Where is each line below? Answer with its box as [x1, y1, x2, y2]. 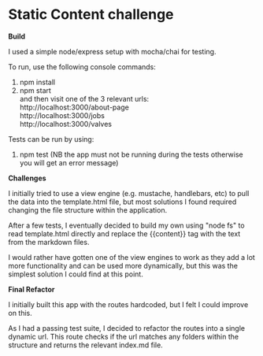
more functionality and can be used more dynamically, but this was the [8, 261, 239, 270]
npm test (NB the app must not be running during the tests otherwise [19, 150, 243, 159]
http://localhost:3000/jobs [19, 110, 105, 120]
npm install [19, 77, 56, 87]
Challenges [8, 173, 46, 183]
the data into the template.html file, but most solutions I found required [8, 197, 237, 206]
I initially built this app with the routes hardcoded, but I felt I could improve [8, 299, 249, 309]
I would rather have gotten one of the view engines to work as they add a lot [8, 252, 256, 261]
